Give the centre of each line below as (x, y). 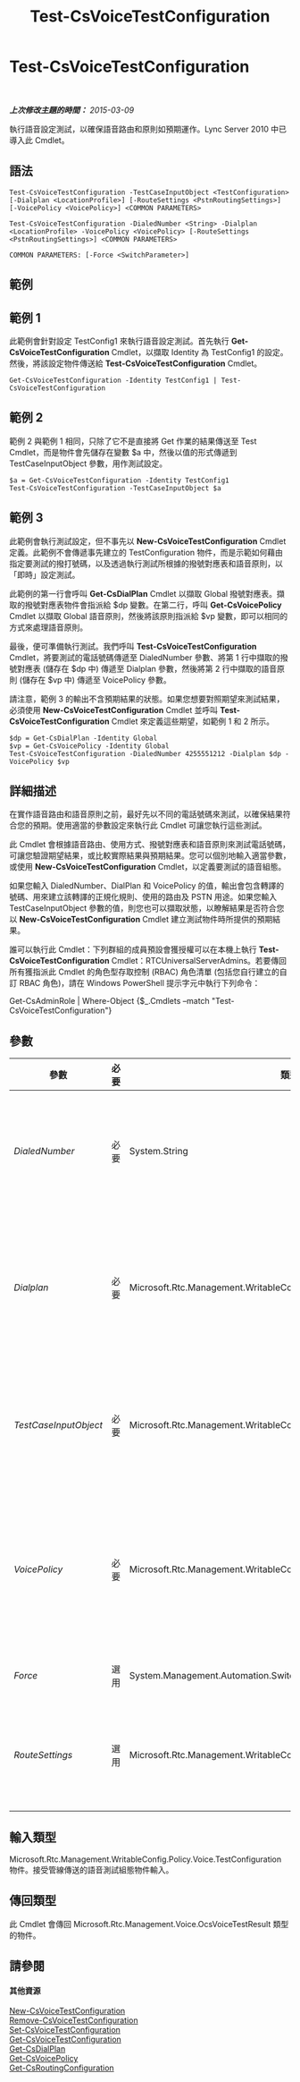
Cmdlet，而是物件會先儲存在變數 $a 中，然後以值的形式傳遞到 (123, 452)
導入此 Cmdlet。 (39, 140)
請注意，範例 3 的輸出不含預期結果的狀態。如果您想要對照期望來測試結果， (147, 699)
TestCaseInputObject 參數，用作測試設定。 (88, 463)
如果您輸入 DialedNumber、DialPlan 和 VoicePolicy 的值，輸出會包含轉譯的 (147, 886)
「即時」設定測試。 (45, 574)
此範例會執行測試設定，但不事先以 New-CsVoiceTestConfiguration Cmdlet (148, 541)
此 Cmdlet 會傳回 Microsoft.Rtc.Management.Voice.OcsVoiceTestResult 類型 (149, 1924)
